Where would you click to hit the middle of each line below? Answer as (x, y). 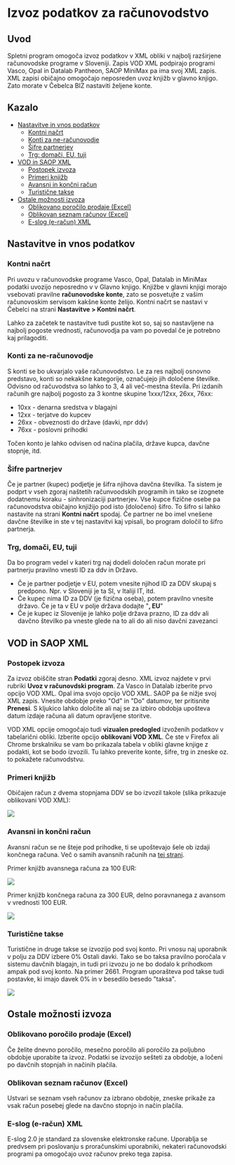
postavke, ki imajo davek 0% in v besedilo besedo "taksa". (92, 979)
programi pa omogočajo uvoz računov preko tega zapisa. (90, 1154)
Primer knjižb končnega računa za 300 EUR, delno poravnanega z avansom (116, 895)
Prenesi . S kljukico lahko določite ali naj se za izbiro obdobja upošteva (109, 709)
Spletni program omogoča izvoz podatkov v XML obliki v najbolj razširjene (114, 56)
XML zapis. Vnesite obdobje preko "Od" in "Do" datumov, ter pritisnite (108, 701)
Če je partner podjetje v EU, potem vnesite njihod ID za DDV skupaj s (117, 584)
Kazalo (23, 108)
